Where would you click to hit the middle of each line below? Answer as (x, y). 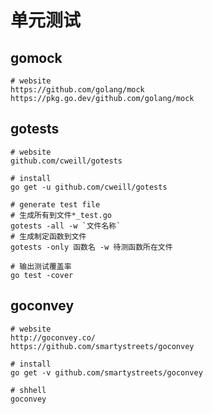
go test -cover (42, 275)
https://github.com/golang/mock (77, 90)
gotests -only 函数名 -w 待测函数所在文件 (91, 247)
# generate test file (55, 204)
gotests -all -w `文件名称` (66, 226)
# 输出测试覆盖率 (41, 266)
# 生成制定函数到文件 (48, 236)
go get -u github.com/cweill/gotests (89, 187)
